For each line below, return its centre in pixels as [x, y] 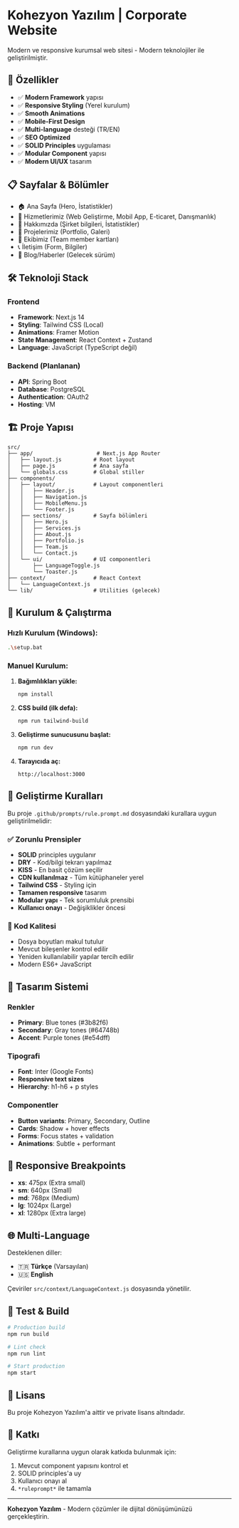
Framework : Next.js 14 [51, 318]
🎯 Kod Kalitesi [32, 926]
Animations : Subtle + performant [67, 1144]
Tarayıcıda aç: [39, 761]
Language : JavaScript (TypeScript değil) [77, 347]
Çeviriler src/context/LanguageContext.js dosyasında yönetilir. [99, 1289]
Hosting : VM [36, 404]
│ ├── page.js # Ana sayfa [68, 466]
